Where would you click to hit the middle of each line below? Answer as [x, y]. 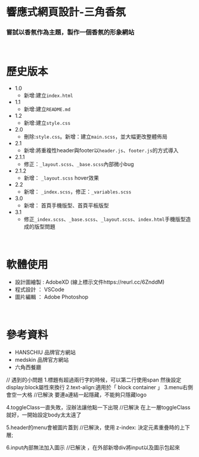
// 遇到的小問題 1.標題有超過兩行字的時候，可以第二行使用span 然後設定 [94, 380]
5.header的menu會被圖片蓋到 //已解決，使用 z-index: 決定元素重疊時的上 [96, 428]
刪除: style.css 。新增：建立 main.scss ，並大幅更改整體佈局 [96, 137]
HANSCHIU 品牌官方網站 [45, 352]
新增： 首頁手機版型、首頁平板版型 [66, 205]
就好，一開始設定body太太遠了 [44, 415]
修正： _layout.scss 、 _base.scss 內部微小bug [79, 164]
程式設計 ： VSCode [39, 290]
